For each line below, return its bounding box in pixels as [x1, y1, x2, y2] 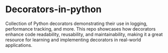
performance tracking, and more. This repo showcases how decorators [5, 25, 156, 32]
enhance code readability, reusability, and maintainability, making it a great [5, 31, 163, 37]
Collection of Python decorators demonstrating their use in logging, [5, 20, 148, 26]
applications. [5, 42, 32, 48]
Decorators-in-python [5, 4, 102, 15]
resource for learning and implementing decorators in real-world [5, 37, 141, 43]
